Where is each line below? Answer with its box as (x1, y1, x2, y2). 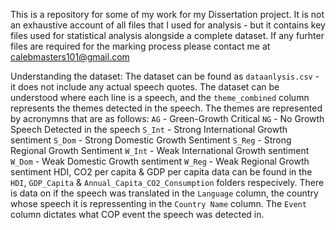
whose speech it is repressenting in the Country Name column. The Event (10, 198, 307, 209)
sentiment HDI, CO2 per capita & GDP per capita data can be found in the (10, 166, 313, 178)
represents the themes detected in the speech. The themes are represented (10, 102, 323, 114)
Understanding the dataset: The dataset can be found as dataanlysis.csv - (10, 70, 320, 82)
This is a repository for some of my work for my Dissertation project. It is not (10, 9, 325, 20)
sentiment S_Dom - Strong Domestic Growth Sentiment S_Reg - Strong (10, 134, 292, 146)
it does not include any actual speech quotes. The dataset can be (10, 81, 280, 93)
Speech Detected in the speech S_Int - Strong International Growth (10, 124, 288, 135)
